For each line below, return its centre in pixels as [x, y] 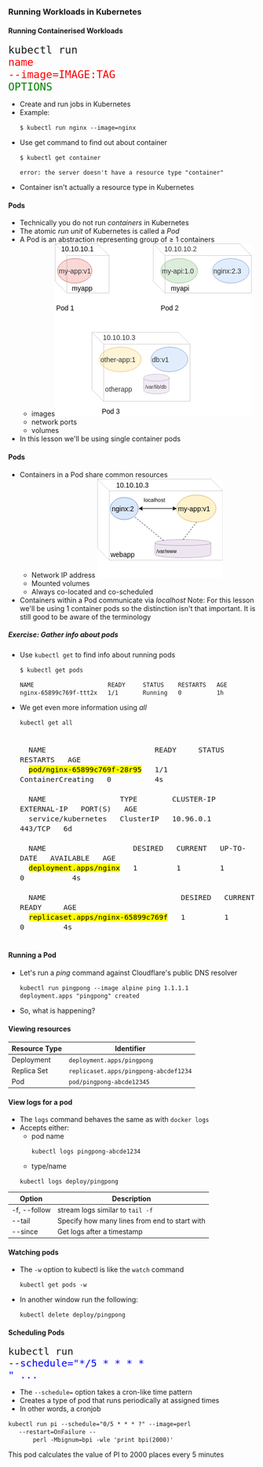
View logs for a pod [40, 1102]
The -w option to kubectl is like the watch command [102, 1269]
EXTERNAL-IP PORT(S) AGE [79, 809]
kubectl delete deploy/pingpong [72, 1315]
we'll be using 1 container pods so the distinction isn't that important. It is [137, 608]
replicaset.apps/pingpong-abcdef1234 [130, 1072]
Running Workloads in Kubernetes [75, 12]
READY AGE [48, 907]
